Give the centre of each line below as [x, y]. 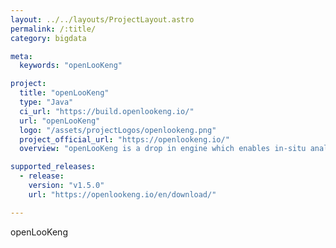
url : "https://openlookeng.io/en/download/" [122, 194]
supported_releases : [53, 167]
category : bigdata [48, 38]
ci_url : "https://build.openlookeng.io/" [107, 111]
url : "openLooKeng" [60, 121]
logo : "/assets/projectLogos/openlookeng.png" [118, 130]
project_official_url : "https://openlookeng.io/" [124, 139]
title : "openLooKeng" [64, 93]
